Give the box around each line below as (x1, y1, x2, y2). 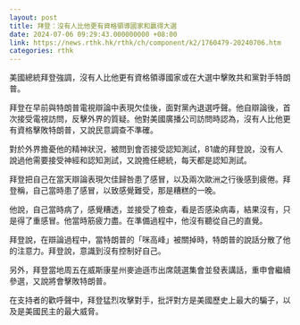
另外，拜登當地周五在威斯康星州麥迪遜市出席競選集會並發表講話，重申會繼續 (9, 265, 291, 276)
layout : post (9, 13, 58, 22)
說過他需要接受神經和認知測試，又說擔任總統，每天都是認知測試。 (9, 155, 252, 166)
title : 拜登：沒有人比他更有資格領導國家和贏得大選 (9, 21, 177, 30)
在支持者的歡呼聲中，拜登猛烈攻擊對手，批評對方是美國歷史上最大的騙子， (9, 295, 283, 305)
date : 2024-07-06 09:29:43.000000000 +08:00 (9, 30, 178, 38)
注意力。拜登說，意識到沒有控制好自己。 (16, 245, 166, 256)
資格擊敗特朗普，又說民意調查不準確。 (16, 124, 158, 135)
